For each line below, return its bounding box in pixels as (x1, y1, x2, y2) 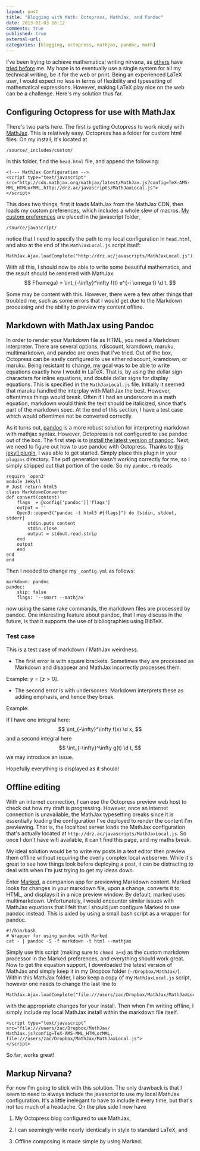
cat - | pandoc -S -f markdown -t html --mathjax (6, 938, 132, 944)
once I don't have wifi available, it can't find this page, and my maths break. (6, 836, 192, 843)
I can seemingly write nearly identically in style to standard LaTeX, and (14, 1127, 188, 1134)
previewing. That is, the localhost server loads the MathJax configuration (6, 823, 186, 830)
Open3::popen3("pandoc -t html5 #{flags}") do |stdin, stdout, (17, 510, 177, 516)
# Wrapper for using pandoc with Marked (6, 933, 108, 939)
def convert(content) (6, 494, 60, 500)
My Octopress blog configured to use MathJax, (14, 1115, 131, 1122)
